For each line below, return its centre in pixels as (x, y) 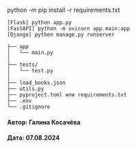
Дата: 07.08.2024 (34, 138)
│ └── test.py (30, 71)
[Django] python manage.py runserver (61, 34)
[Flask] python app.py (39, 23)
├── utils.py (26, 89)
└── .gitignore (29, 107)
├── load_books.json (37, 83)
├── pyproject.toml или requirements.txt (67, 95)
